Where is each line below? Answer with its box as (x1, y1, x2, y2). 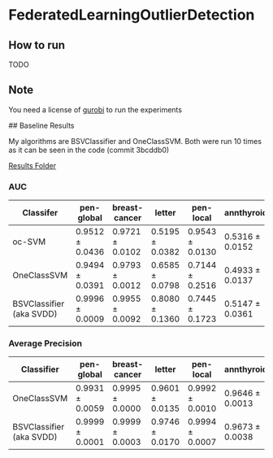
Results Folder (8, 160, 57, 170)
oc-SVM (12, 236, 46, 247)
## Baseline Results (8, 120, 75, 130)
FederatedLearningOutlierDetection (8, 6, 255, 24)
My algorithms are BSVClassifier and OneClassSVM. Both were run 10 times (8, 136, 262, 146)
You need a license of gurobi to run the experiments (8, 104, 183, 115)
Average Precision (8, 338, 83, 349)
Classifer (22, 207, 58, 219)
